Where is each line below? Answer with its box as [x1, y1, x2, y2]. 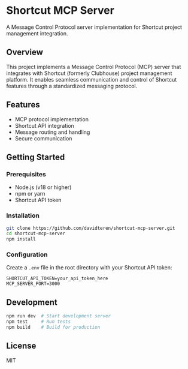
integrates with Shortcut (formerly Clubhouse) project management [6, 70, 172, 77]
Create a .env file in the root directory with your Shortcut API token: [6, 264, 172, 271]
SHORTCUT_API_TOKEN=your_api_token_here [6, 275, 109, 282]
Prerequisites [6, 170, 46, 178]
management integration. [6, 29, 68, 37]
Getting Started [6, 152, 65, 162]
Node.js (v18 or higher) [14, 184, 72, 191]
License [6, 341, 37, 351]
